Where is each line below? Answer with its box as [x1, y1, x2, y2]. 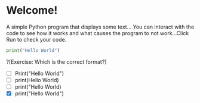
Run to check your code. [6, 36, 67, 43]
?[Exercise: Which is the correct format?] [6, 58, 107, 65]
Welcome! [6, 4, 58, 17]
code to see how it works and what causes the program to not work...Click [6, 29, 189, 36]
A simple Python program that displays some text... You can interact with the [6, 23, 195, 30]
